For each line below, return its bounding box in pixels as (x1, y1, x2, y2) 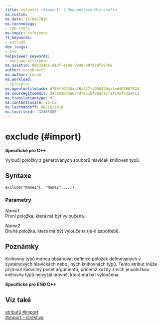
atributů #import (5, 309, 39, 315)
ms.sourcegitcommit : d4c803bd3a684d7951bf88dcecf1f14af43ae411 (5, 91, 140, 96)
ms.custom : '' (5, 12, 35, 17)
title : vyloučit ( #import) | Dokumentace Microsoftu (5, 7, 117, 12)
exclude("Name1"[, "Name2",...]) (5, 185, 75, 190)
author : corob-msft (5, 68, 46, 73)
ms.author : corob (5, 72, 41, 77)
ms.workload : (5, 77, 32, 82)
